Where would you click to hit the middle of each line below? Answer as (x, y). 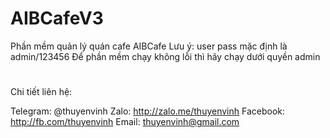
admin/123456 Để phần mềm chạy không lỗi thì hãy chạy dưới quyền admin (165, 56)
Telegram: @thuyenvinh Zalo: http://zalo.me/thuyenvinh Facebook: (148, 111)
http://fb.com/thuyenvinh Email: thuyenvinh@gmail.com (125, 122)
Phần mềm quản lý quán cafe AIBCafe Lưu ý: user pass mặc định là (149, 46)
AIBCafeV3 (57, 18)
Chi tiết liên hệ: (41, 92)
